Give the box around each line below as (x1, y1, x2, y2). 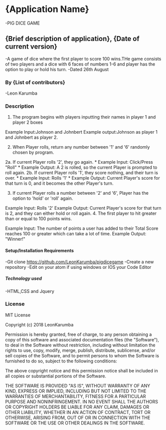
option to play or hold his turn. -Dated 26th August (5, 66, 109, 72)
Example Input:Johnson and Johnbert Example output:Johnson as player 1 (5, 129, 158, 135)
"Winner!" (5, 236, 26, 242)
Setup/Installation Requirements (5, 247, 74, 253)
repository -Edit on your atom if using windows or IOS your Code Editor (5, 264, 152, 270)
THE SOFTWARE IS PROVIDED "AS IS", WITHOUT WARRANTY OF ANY (5, 382, 151, 388)
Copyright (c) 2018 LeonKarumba (5, 321, 74, 327)
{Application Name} (5, 4, 90, 15)
